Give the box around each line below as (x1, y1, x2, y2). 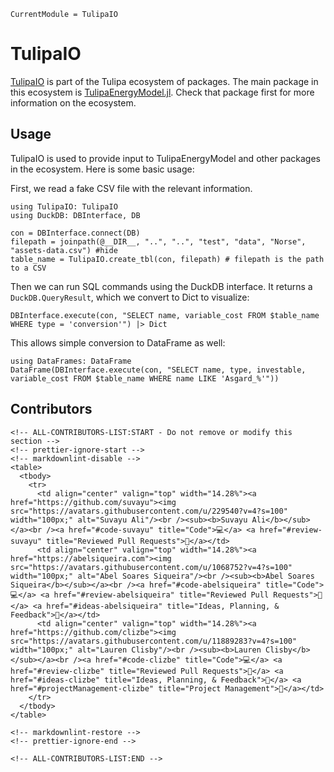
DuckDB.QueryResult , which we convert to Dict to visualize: (10, 291, 250, 303)
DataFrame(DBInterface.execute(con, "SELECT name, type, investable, (10, 365, 307, 375)
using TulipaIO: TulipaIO (10, 201, 118, 212)
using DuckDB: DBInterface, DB (10, 210, 141, 220)
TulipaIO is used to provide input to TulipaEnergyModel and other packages (10, 152, 322, 164)
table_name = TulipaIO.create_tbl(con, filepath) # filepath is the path (10, 254, 325, 264)
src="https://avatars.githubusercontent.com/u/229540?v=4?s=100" (10, 506, 288, 516)
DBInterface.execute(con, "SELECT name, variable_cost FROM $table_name (10, 310, 320, 320)
